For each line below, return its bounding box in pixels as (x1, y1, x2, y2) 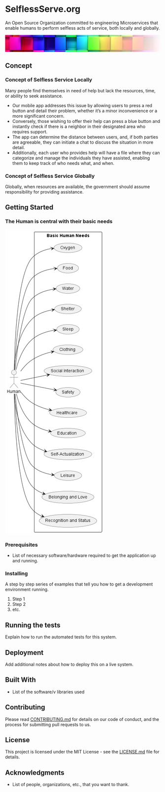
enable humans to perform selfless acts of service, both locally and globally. (5, 25, 160, 31)
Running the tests (5, 621, 61, 629)
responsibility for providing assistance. (5, 189, 84, 195)
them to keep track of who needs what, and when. (12, 160, 115, 166)
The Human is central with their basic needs (5, 218, 113, 225)
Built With (5, 675, 36, 684)
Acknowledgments (5, 768, 65, 777)
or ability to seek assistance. (5, 93, 63, 99)
